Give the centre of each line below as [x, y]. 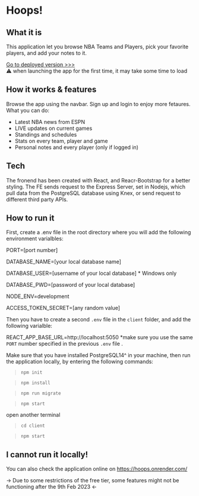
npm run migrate [41, 393]
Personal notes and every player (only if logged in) [76, 147]
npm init [31, 373]
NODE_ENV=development [38, 296]
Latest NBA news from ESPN [50, 122]
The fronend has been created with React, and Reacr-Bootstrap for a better [98, 180]
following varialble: [29, 326]
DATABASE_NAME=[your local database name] [64, 262]
